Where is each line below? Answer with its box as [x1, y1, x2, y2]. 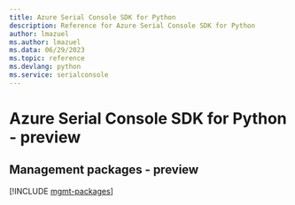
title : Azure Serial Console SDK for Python [9, 12, 176, 22]
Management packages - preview [9, 163, 199, 178]
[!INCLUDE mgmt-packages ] [9, 186, 113, 196]
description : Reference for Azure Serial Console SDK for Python [9, 21, 255, 30]
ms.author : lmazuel [9, 37, 82, 47]
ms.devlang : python [9, 63, 82, 72]
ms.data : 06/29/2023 [9, 46, 86, 55]
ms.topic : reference [9, 54, 86, 63]
